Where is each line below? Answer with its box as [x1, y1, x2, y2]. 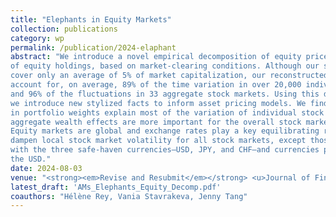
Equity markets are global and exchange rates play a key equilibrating [10, 126, 320, 136]
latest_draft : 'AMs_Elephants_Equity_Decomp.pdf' [10, 182, 222, 192]
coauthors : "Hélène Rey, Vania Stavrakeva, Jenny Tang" [10, 191, 248, 201]
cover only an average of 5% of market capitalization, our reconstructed [10, 71, 329, 81]
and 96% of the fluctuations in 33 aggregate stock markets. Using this [10, 89, 320, 99]
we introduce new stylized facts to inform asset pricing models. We [10, 98, 307, 108]
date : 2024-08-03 [10, 163, 83, 173]
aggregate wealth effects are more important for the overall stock [10, 117, 302, 127]
